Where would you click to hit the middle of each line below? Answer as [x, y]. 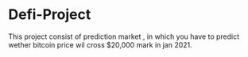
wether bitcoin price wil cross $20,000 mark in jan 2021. [100, 44]
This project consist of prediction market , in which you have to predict [124, 36]
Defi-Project [50, 15]
